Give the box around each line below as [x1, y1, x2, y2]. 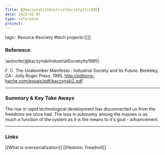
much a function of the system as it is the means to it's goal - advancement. [5, 116, 159, 122]
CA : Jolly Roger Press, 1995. [5, 72, 64, 79]
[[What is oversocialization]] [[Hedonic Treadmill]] [5, 145, 107, 151]
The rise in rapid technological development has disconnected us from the [5, 106, 156, 112]
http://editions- [64, 72, 95, 79]
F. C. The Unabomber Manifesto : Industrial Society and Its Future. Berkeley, [5, 67, 159, 73]
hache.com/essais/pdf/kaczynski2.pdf [5, 78, 83, 84]
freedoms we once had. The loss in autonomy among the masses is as [5, 111, 148, 117]
